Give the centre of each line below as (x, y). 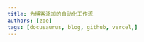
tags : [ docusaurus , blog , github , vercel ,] (73, 27)
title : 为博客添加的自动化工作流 (50, 14)
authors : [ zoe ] (30, 21)
